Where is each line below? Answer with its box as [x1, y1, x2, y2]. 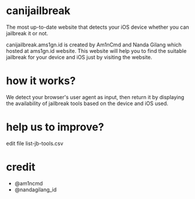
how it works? [6, 75, 76, 87]
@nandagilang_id [14, 186, 57, 193]
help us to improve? [6, 120, 105, 134]
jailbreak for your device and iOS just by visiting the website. [6, 53, 153, 60]
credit [6, 160, 36, 174]
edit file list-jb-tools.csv [6, 140, 63, 147]
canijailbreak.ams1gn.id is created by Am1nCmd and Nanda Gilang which [6, 41, 182, 48]
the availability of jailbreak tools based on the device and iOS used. [6, 100, 169, 107]
